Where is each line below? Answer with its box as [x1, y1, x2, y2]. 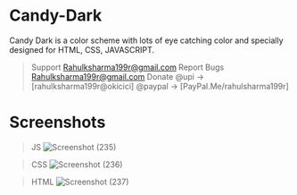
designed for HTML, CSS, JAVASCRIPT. [9, 44, 154, 55]
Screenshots [9, 113, 106, 132]
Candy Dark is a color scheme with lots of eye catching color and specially [9, 35, 284, 46]
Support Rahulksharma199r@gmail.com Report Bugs [30, 62, 225, 72]
